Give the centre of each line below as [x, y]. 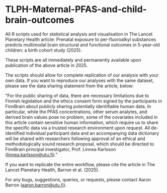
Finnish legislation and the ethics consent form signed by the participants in [84, 101]
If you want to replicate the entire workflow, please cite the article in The [80, 164]
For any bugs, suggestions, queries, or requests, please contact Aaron [78, 179]
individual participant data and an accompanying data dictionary [93, 133]
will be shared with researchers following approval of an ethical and [75, 138]
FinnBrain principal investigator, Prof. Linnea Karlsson [61, 149]
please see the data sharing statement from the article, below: [70, 86]
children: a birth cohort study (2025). [44, 50]
